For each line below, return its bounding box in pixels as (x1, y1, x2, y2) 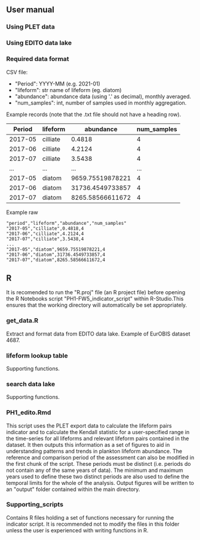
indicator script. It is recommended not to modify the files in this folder (6, 520, 180, 527)
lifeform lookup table (6, 351, 68, 359)
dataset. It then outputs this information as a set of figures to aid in (6, 441, 170, 448)
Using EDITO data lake (6, 39, 72, 47)
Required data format (6, 55, 70, 63)
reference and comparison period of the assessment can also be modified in (6, 454, 195, 461)
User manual (6, 5, 55, 15)
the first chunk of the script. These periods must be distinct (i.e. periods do (6, 460, 191, 467)
